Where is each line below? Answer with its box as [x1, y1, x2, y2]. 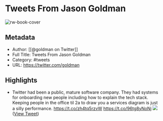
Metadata [5, 33, 35, 42]
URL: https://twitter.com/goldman [12, 62, 80, 68]
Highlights [5, 76, 38, 85]
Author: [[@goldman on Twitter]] [12, 46, 78, 52]
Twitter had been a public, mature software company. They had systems [12, 89, 158, 95]
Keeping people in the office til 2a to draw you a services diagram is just [12, 99, 158, 105]
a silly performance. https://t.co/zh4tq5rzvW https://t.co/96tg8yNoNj [12, 105, 152, 111]
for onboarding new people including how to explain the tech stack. [12, 94, 148, 100]
